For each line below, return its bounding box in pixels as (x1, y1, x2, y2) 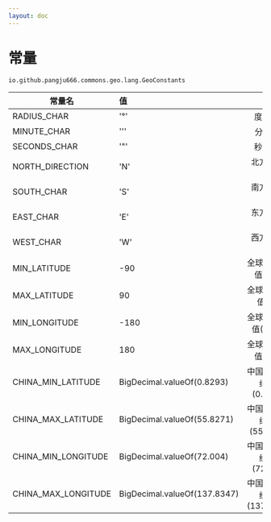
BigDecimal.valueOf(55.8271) (119, 413, 234, 425)
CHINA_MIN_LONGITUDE (12, 450, 109, 462)
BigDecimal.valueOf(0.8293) (119, 376, 229, 387)
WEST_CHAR (12, 236, 62, 247)
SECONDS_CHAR (12, 140, 78, 151)
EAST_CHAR (12, 211, 59, 222)
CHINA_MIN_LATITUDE (12, 376, 101, 387)
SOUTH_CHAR (12, 186, 68, 197)
